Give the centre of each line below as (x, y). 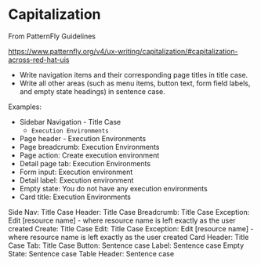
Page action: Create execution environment (89, 155)
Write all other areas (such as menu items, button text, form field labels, (135, 83)
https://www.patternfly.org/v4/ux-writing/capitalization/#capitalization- (123, 51)
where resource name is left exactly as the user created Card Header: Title (129, 237)
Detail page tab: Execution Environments (85, 163)
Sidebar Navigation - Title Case (70, 122)
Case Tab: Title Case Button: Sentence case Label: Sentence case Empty (126, 245)
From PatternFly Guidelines (52, 36)
